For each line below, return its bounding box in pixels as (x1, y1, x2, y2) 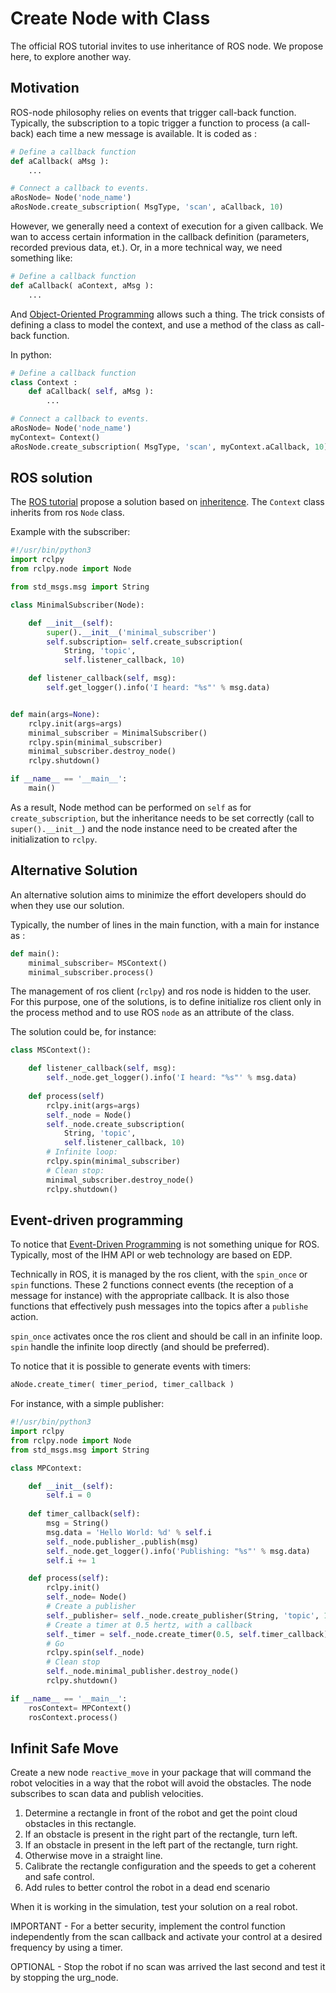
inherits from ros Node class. (10, 507, 125, 519)
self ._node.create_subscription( (46, 1119, 186, 1129)
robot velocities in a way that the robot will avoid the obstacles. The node (10, 1777, 312, 1789)
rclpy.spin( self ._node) (46, 1648, 145, 1658)
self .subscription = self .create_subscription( (46, 637, 244, 647)
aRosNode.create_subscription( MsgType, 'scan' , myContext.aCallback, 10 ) (10, 442, 329, 452)
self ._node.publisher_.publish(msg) (46, 1537, 199, 1547)
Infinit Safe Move (10, 1740, 119, 1757)
